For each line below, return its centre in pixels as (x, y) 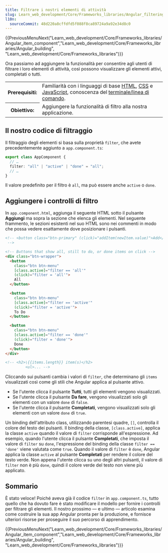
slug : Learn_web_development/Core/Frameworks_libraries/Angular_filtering (85, 14)
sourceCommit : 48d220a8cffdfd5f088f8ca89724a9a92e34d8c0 (70, 24)
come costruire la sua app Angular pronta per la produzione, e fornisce (78, 514)
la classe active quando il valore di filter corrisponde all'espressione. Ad (82, 433)
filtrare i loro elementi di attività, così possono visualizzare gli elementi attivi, (84, 69)
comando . (54, 98)
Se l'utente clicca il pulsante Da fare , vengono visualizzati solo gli (80, 397)
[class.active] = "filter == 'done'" (51, 335)
